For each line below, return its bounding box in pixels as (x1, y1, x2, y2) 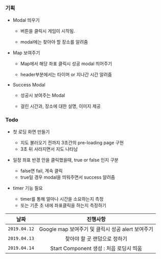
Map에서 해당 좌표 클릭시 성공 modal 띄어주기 (20, 60, 112, 67)
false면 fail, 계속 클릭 (20, 167, 63, 174)
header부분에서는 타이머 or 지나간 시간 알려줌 (20, 72, 112, 78)
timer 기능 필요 (12, 185, 43, 191)
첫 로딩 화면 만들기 (12, 128, 50, 135)
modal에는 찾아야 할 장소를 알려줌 (20, 39, 88, 45)
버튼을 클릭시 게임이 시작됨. (20, 28, 75, 34)
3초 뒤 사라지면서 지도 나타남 (20, 146, 78, 152)
